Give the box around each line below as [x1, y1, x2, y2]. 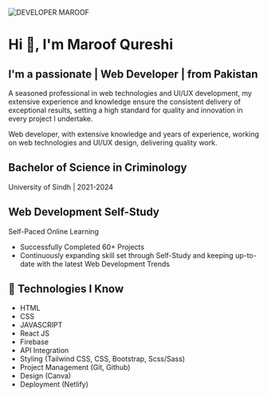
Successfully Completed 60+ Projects [19, 242, 145, 252]
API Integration [19, 346, 69, 355]
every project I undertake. [8, 114, 93, 123]
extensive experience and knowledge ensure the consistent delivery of [8, 97, 241, 106]
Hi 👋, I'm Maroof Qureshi [8, 36, 174, 54]
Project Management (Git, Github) [19, 363, 131, 372]
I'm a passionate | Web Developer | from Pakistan [8, 67, 258, 81]
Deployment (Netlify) [19, 379, 89, 389]
